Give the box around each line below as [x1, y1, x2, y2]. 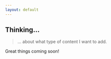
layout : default [5, 7, 39, 12]
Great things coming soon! [5, 48, 59, 55]
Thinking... [5, 26, 40, 34]
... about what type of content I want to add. [17, 39, 108, 45]
